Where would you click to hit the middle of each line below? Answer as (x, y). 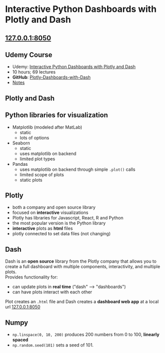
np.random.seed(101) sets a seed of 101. (53, 345)
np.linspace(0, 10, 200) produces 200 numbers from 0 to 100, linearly (86, 335)
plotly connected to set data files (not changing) (61, 234)
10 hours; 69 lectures (34, 72)
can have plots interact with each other (52, 292)
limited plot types (37, 159)
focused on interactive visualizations (50, 212)
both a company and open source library (54, 208)
